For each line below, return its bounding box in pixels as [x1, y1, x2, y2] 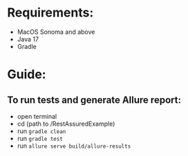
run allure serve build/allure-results [17, 142, 131, 150]
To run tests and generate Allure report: [7, 94, 182, 106]
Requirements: [7, 5, 94, 21]
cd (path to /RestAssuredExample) [17, 119, 115, 128]
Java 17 [17, 35, 39, 43]
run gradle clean [17, 126, 66, 135]
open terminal [17, 112, 57, 120]
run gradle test [17, 134, 64, 142]
